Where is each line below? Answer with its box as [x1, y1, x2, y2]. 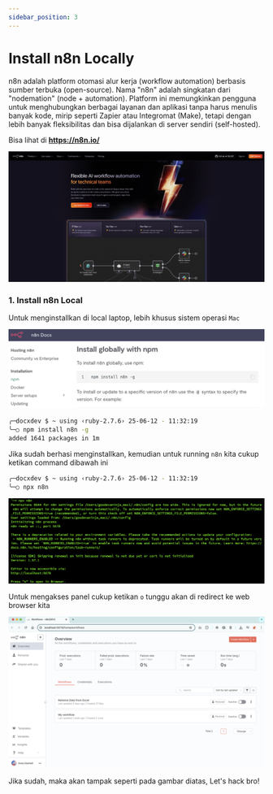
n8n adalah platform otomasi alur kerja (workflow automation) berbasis [8, 76, 246, 85]
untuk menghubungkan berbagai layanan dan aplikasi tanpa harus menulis [8, 102, 258, 111]
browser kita [8, 600, 50, 610]
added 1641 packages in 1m [8, 435, 100, 443]
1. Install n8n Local [8, 294, 84, 306]
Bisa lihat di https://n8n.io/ [8, 135, 100, 145]
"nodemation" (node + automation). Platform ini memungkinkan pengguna [8, 93, 257, 103]
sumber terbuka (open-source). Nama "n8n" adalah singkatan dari [8, 85, 231, 94]
